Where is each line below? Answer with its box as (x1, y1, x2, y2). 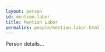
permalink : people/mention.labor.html (5, 24, 100, 31)
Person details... (5, 40, 44, 47)
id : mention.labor (5, 14, 50, 20)
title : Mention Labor (5, 19, 58, 25)
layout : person (5, 8, 43, 14)
